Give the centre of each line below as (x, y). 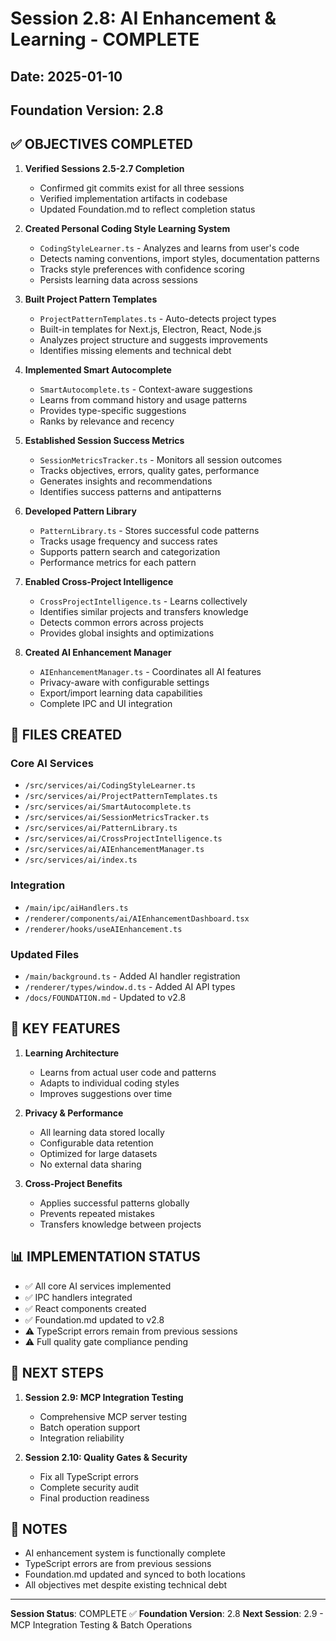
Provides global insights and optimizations (127, 633)
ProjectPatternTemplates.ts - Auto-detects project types (158, 318)
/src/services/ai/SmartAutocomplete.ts (108, 807)
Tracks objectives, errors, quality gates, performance (149, 470)
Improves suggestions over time (106, 1093)
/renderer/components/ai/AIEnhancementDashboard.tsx (137, 918)
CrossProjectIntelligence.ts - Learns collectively (143, 601)
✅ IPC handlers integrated (78, 1297)
